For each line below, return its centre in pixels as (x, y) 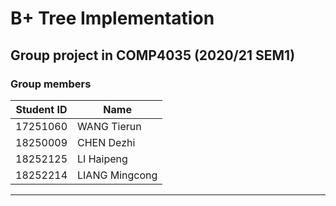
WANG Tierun (109, 126)
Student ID (41, 109)
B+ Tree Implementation (112, 18)
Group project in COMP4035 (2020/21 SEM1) (153, 55)
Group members (51, 84)
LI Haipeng (102, 159)
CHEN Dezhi (106, 142)
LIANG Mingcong (117, 175)
